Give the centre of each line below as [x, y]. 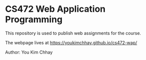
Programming [34, 19]
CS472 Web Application [55, 9]
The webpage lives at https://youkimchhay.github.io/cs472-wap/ [71, 42]
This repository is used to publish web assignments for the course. [73, 33]
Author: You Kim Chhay [29, 52]
